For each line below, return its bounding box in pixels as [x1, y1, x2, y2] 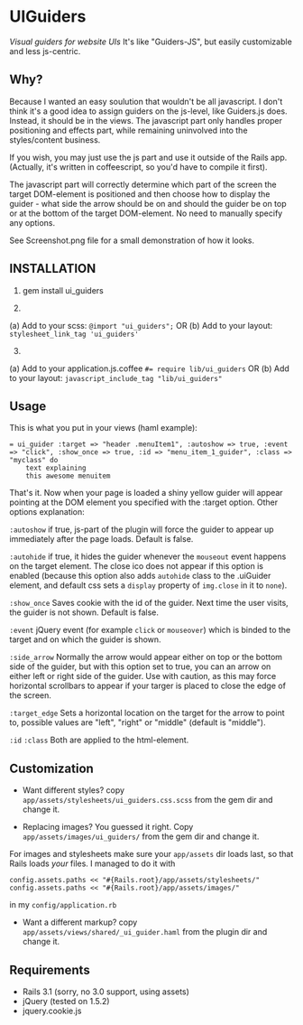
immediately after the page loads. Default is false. [9, 534, 194, 545]
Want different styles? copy [22, 785, 124, 796]
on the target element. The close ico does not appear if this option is [9, 561, 264, 572]
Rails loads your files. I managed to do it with [9, 858, 176, 869]
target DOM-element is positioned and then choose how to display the [9, 188, 271, 200]
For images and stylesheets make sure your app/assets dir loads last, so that [9, 849, 294, 860]
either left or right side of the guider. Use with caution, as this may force [9, 671, 277, 682]
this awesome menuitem [25, 471, 111, 480]
